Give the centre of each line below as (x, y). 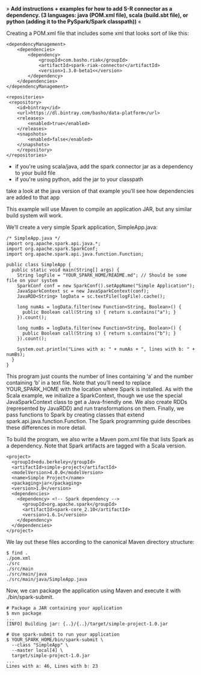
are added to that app (33, 197)
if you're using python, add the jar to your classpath (79, 179)
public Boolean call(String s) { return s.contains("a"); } (99, 312)
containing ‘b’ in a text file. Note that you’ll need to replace (79, 382)
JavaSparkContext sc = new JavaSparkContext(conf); (83, 291)
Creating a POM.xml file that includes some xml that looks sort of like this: (98, 33)
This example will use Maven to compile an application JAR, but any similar (99, 209)
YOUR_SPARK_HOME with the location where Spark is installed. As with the (100, 389)
